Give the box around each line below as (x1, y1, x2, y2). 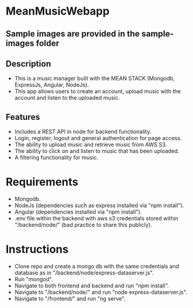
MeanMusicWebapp (5, 4, 110, 18)
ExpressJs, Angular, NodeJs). (14, 81, 89, 89)
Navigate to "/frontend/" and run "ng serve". (14, 295, 126, 303)
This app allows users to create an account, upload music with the (14, 88, 181, 95)
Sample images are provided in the (5, 29, 140, 39)
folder (35, 38, 60, 48)
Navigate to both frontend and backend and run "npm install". (14, 282, 169, 290)
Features (5, 111, 40, 122)
